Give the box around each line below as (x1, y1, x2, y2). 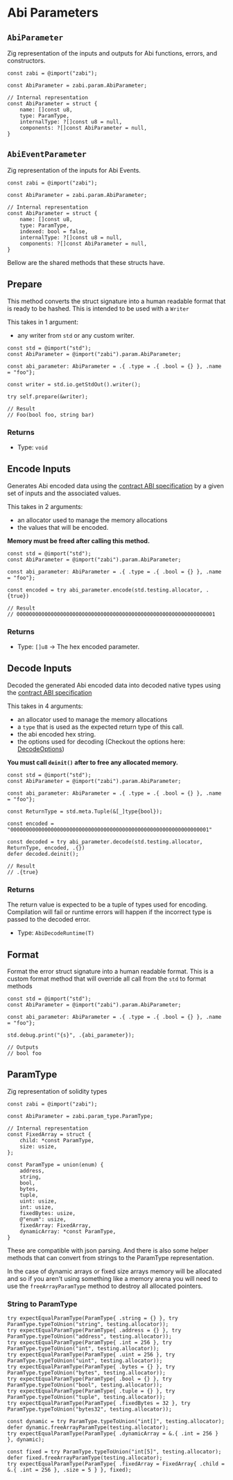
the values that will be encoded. (17, 523, 109, 531)
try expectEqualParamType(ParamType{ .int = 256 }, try (7, 1339, 172, 1346)
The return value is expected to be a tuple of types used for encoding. (7, 900, 208, 909)
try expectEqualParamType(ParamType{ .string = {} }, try (7, 1315, 178, 1322)
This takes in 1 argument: (7, 318, 78, 326)
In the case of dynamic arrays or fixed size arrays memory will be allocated (7, 1267, 222, 1275)
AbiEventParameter (7, 149, 87, 160)
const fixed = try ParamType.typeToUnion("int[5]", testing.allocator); (7, 1448, 222, 1456)
